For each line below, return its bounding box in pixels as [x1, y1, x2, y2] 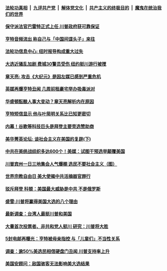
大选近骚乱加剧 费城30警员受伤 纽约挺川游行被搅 [5, 61, 107, 67]
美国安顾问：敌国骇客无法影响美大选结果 [5, 260, 90, 267]
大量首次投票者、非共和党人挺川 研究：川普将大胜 [5, 223, 109, 229]
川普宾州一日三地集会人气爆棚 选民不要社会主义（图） [5, 160, 117, 167]
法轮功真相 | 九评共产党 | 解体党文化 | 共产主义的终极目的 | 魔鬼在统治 [5, 5, 157, 11]
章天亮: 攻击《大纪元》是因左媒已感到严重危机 [5, 73, 101, 79]
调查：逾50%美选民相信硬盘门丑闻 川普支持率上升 [5, 248, 110, 254]
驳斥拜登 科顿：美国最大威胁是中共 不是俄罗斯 [5, 186, 101, 192]
